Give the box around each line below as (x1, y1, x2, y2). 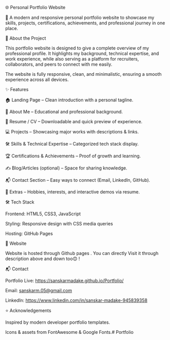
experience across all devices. (5, 76, 69, 82)
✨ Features (5, 87, 29, 92)
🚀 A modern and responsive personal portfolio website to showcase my (5, 15, 155, 20)
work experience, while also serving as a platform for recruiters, (5, 56, 139, 62)
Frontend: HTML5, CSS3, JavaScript (5, 211, 81, 217)
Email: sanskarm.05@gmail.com (5, 288, 73, 293)
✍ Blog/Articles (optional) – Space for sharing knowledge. (5, 165, 128, 171)
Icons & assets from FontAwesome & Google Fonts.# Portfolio (5, 329, 133, 335)
